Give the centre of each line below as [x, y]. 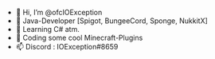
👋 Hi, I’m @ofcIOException [59, 12]
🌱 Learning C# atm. [47, 29]
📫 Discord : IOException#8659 [67, 47]
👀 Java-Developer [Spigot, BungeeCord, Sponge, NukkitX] [112, 21]
